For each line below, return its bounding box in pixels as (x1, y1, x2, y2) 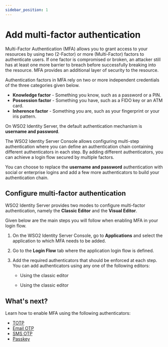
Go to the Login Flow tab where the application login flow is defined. (12, 247, 154, 254)
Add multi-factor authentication (5, 29, 141, 40)
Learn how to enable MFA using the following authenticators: (5, 310, 131, 316)
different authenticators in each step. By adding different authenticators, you (5, 149, 163, 155)
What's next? (5, 297, 48, 305)
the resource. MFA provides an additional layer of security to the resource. (5, 67, 159, 73)
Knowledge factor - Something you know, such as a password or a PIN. (12, 92, 161, 98)
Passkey (12, 336, 30, 342)
